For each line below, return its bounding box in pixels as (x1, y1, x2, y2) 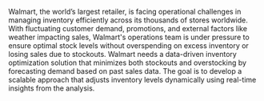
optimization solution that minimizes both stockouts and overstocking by (8, 58, 246, 67)
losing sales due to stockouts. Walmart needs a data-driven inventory (8, 50, 238, 59)
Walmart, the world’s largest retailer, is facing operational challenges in (8, 7, 242, 16)
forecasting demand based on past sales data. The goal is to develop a (8, 67, 242, 75)
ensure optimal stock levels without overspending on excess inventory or (8, 41, 250, 50)
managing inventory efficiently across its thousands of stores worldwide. (8, 15, 248, 25)
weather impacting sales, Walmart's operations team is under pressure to (8, 32, 250, 42)
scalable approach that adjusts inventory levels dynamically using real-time (8, 75, 257, 84)
